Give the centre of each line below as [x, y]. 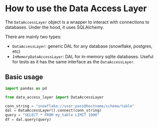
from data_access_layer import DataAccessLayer [55, 97]
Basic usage [24, 77]
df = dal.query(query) [28, 120]
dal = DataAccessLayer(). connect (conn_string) [53, 110]
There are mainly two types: [33, 37]
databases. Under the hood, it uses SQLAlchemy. [55, 27]
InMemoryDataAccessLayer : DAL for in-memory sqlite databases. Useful [83, 56]
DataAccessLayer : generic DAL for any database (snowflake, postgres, [82, 46]
